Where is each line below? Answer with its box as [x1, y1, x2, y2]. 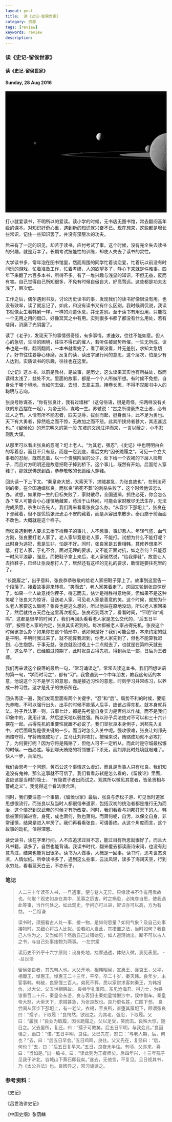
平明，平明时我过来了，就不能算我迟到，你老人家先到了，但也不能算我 [9, 635, 158, 641]
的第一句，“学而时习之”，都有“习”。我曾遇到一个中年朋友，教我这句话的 [5, 671, 157, 677]
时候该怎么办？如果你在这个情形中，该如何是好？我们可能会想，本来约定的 [5, 628, 162, 634]
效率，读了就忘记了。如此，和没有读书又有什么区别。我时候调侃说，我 [14, 302, 162, 308]
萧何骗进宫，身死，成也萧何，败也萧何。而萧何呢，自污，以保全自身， [14, 813, 162, 819]
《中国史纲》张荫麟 [5, 1111, 46, 1117]
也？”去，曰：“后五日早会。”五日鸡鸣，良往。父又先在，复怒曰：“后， [17, 1037, 163, 1044]
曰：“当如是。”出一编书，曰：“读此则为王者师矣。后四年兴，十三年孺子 [17, 1050, 165, 1056]
